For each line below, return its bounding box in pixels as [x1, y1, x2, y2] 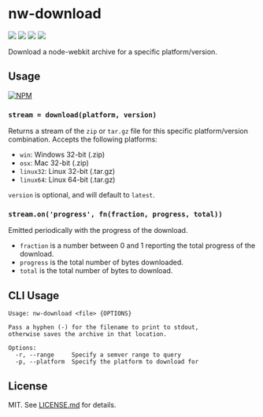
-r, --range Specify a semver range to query [15, 351, 181, 359]
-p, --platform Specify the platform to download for [15, 358, 199, 366]
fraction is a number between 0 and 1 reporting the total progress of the [19, 241, 256, 250]
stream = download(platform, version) [8, 110, 157, 119]
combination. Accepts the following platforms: [8, 135, 157, 144]
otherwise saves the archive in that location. [8, 330, 168, 338]
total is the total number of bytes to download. [19, 266, 173, 275]
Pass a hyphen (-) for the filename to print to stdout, [8, 323, 199, 331]
